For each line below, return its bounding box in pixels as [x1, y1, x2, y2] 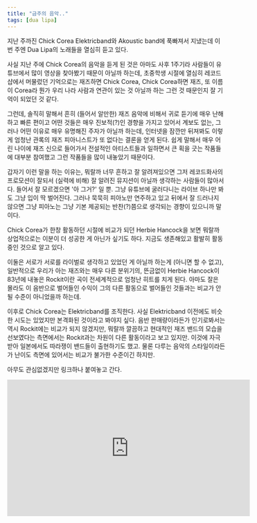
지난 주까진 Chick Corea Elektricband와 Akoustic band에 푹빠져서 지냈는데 [7, 36, 213, 45]
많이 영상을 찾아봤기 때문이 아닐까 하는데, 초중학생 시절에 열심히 [30, 69, 203, 77]
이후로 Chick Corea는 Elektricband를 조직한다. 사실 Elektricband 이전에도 [7, 307, 210, 316]
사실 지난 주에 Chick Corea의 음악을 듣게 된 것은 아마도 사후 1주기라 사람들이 [7, 60, 215, 68]
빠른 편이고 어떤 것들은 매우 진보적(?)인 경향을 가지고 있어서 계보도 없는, [19, 118, 214, 126]
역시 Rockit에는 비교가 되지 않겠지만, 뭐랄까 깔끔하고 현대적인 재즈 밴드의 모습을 [7, 324, 223, 333]
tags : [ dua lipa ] [7, 17, 57, 24]
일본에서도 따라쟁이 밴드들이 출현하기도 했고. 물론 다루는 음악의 [19, 341, 190, 350]
